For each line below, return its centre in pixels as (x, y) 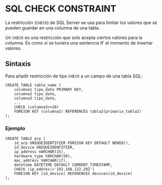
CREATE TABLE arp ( (25, 139)
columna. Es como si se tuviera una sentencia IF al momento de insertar (79, 42)
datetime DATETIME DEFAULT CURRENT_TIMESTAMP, (63, 165)
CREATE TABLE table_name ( (33, 85)
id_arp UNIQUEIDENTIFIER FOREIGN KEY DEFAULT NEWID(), (72, 143)
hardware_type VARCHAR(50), (43, 156)
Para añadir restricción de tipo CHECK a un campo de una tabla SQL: (74, 76)
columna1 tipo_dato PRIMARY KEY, (49, 89)
